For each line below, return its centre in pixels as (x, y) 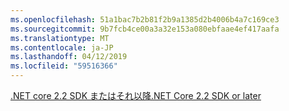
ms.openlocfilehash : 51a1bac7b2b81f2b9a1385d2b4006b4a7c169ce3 (145, 19)
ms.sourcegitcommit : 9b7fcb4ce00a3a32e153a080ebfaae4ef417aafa (145, 29)
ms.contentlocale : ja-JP (62, 47)
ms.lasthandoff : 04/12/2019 (69, 57)
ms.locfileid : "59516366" (64, 66)
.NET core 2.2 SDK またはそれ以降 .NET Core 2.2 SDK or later (136, 95)
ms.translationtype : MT (60, 38)
